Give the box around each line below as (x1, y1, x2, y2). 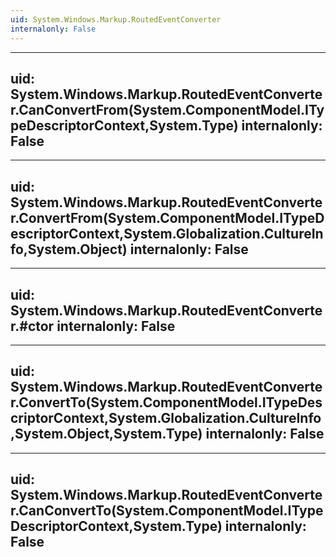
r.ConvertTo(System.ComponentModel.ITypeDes (10, 394, 323, 411)
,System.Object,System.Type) (10, 426, 203, 443)
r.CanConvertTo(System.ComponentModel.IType (10, 502, 324, 520)
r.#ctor (10, 317, 55, 335)
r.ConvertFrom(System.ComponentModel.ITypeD (10, 209, 325, 226)
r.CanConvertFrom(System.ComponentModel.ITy (10, 101, 325, 118)
